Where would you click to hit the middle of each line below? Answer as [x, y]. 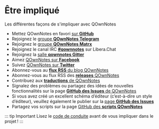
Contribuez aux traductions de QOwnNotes [56, 80]
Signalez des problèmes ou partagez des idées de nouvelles [72, 85]
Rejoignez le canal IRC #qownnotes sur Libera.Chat [64, 49]
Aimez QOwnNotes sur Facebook [45, 59]
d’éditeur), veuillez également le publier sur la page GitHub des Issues [83, 101]
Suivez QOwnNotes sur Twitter [43, 65]
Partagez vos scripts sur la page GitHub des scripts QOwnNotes [77, 106]
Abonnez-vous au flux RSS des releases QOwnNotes [65, 75]
